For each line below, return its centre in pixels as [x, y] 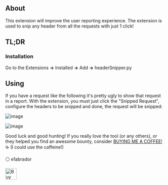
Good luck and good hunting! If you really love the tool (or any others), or [81, 136]
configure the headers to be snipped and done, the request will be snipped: [84, 107]
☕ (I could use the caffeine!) [35, 147]
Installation [19, 56]
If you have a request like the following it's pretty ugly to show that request [83, 96]
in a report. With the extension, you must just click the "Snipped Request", [82, 101]
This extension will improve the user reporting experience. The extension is [83, 20]
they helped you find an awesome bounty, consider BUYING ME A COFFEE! [84, 141]
